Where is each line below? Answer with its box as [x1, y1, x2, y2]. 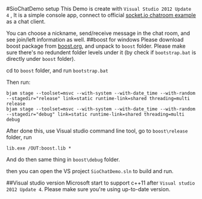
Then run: [6, 78, 31, 86]
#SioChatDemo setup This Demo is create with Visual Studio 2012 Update [6, 5, 192, 12]
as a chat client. [6, 18, 46, 25]
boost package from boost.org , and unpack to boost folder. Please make [6, 42, 186, 49]
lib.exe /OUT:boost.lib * [6, 145, 71, 151]
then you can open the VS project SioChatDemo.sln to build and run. [6, 168, 174, 174]
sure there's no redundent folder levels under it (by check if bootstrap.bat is [6, 49, 197, 56]
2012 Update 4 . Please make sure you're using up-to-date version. [6, 186, 171, 192]
